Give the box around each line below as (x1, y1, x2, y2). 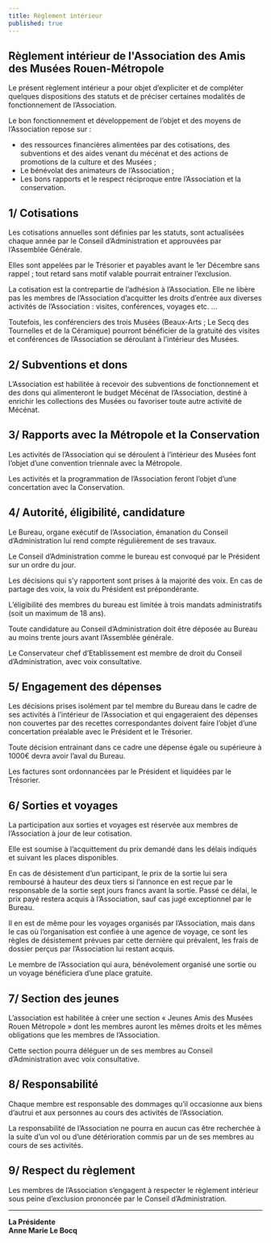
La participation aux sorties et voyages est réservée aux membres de (8, 820, 239, 830)
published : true (8, 19, 63, 27)
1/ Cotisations (8, 206, 79, 220)
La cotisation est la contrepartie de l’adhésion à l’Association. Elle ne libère (8, 285, 256, 294)
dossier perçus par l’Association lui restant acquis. (8, 944, 175, 954)
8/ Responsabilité (8, 1078, 99, 1091)
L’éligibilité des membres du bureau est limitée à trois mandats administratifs (8, 600, 262, 609)
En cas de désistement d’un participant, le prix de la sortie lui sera (8, 868, 227, 879)
